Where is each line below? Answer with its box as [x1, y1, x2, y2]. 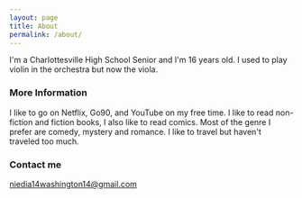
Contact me [9, 158, 62, 171]
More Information [9, 86, 87, 99]
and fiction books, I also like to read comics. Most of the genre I [34, 116, 271, 127]
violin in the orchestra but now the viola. [9, 64, 159, 75]
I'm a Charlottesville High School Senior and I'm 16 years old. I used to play [9, 55, 288, 66]
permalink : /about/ [9, 30, 83, 39]
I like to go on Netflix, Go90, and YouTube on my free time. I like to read [9, 107, 274, 118]
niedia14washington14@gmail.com [9, 178, 138, 189]
